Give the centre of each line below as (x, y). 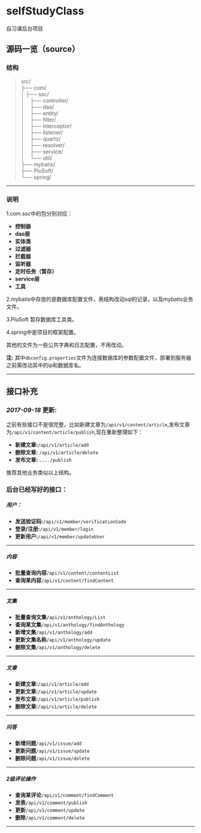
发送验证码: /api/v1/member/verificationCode (71, 521)
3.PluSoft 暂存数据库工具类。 (42, 319)
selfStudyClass (45, 11)
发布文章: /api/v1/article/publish (57, 699)
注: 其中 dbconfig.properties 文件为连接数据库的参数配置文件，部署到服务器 (99, 357)
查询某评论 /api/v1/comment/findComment (64, 795)
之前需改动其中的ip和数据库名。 (45, 365)
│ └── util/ (36, 158)
